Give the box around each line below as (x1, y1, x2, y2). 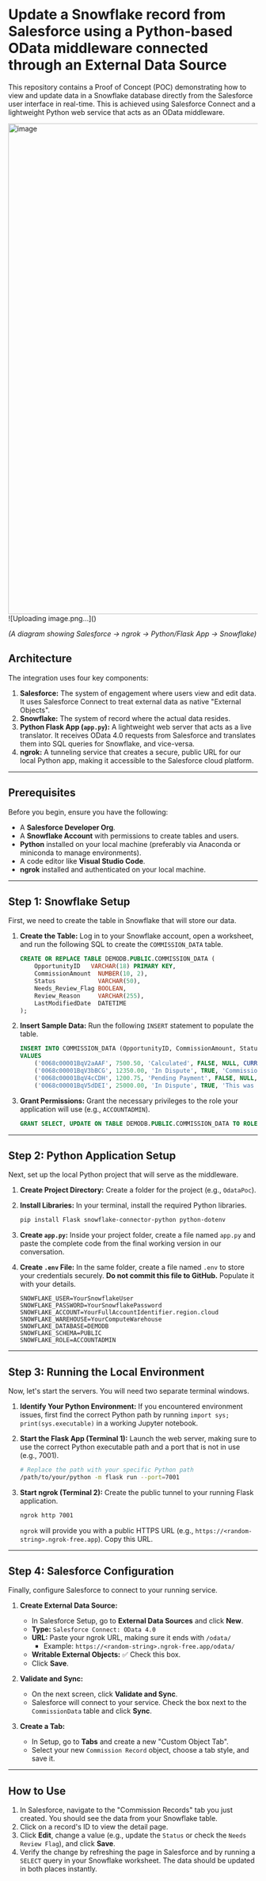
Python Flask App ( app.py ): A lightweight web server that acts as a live (19, 722, 252, 731)
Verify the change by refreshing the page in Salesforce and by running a (19, 1848, 256, 1857)
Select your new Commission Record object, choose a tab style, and (31, 1746, 249, 1755)
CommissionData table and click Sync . (31, 1706, 152, 1716)
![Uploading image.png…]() (8, 613, 97, 623)
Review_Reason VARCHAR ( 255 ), (34, 992, 145, 1000)
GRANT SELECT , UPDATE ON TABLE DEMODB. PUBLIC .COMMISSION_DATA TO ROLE (19, 1120, 258, 1127)
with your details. (19, 1280, 77, 1289)
